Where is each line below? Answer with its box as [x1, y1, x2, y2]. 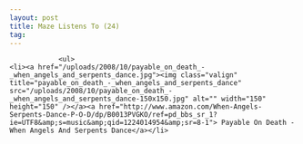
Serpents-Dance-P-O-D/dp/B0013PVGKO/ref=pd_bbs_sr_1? [9, 110, 218, 120]
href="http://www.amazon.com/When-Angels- [98, 102, 262, 111]
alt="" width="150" [192, 94, 267, 104]
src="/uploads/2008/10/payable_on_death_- [9, 87, 173, 96]
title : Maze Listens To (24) [9, 22, 120, 31]
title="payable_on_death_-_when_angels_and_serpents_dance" [9, 79, 243, 88]
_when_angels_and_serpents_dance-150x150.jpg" [9, 94, 189, 104]
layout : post [9, 13, 59, 23]
